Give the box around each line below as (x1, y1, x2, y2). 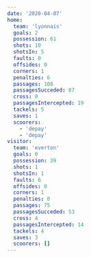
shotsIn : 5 (13, 49, 44, 56)
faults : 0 (13, 55, 41, 62)
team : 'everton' (13, 144, 60, 151)
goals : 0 (13, 151, 38, 158)
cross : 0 (13, 94, 38, 100)
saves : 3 (13, 234, 38, 241)
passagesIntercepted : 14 (13, 221, 84, 228)
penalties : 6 (13, 74, 51, 81)
